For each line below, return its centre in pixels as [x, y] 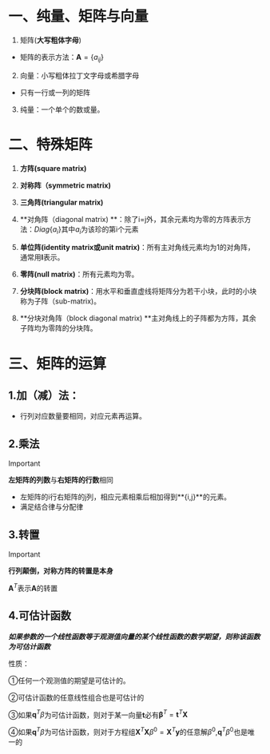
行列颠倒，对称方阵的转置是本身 [61, 571]
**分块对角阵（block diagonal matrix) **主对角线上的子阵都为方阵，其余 [138, 318]
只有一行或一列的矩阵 [55, 92]
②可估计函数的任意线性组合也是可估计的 [76, 697]
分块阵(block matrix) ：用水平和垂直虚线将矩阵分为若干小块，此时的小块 [138, 292]
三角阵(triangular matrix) [62, 202]
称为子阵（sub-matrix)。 [60, 301]
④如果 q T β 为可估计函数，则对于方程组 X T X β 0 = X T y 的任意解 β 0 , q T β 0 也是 [128, 731]
